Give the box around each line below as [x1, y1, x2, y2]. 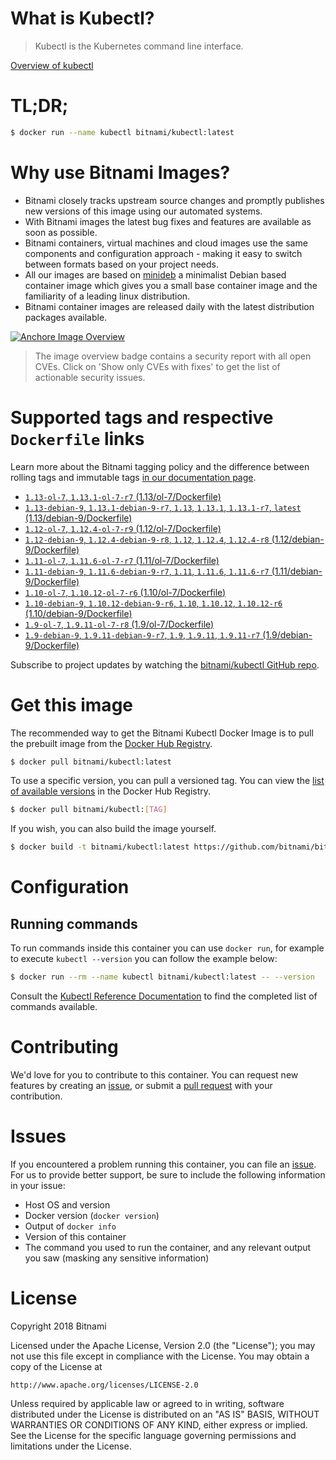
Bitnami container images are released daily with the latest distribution [24, 300, 315, 312]
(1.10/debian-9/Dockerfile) [24, 607, 133, 619]
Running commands [10, 915, 138, 932]
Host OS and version [24, 1198, 111, 1211]
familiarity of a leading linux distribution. [24, 290, 191, 302]
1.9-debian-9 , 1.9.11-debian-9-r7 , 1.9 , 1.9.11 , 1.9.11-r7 [24, 628, 261, 641]
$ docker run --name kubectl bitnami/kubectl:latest [10, 127, 235, 137]
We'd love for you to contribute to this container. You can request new [10, 1069, 299, 1081]
